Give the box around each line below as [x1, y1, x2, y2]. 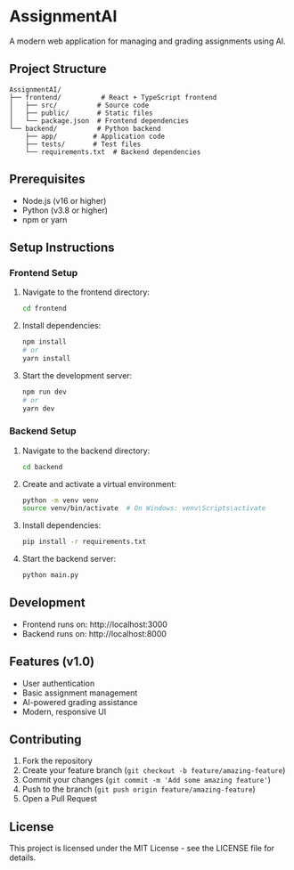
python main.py [21, 571, 79, 580]
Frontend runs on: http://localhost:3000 [21, 619, 167, 630]
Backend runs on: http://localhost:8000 [21, 628, 167, 638]
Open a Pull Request [21, 793, 98, 804]
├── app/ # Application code [25, 132, 166, 141]
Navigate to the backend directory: [21, 445, 151, 456]
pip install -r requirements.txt [21, 537, 147, 547]
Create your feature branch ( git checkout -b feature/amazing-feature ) [21, 765, 286, 776]
